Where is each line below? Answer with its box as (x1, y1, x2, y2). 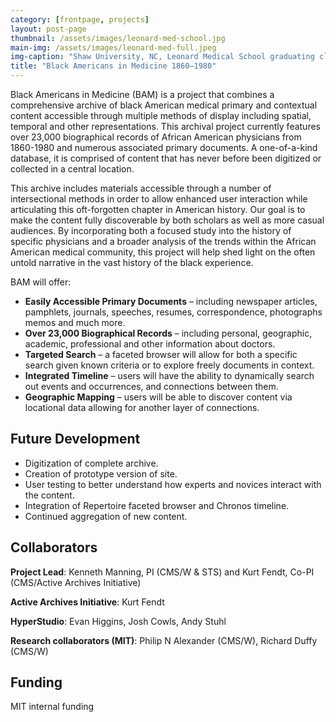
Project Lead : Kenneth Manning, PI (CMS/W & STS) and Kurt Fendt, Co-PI (10, 566, 315, 578)
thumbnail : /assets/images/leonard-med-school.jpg (10, 33, 226, 43)
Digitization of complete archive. (24, 457, 159, 469)
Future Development (10, 431, 141, 448)
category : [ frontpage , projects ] (10, 14, 150, 25)
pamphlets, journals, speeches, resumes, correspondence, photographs (24, 306, 323, 318)
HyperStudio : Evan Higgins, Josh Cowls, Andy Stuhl (10, 615, 227, 627)
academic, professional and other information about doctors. (24, 338, 276, 350)
